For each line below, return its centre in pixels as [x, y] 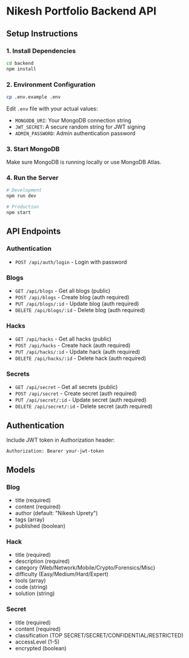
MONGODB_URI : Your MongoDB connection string [73, 120]
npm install [21, 69]
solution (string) [35, 593]
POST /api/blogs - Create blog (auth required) [72, 297]
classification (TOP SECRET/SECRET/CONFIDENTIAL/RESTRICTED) [99, 635]
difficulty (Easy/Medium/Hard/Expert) [62, 574]
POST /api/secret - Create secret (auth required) [76, 394]
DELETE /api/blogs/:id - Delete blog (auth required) [80, 310]
